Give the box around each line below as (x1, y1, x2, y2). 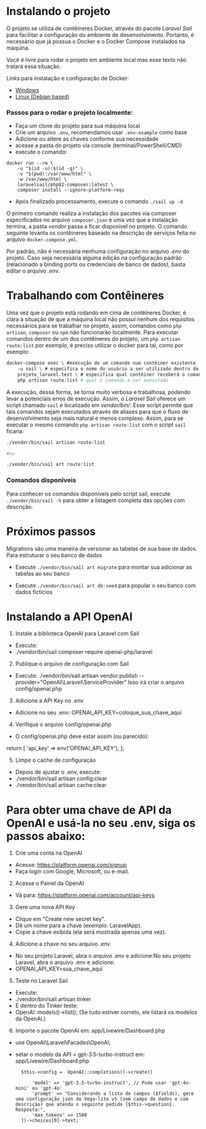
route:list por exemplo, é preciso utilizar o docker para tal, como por (6, 342, 184, 349)
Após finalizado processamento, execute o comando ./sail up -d (15, 198, 183, 205)
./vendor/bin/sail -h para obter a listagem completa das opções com (6, 496, 185, 504)
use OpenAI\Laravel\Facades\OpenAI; (15, 1039, 111, 1046)
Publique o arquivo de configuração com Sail (15, 660, 129, 667)
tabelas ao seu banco (15, 570, 70, 577)
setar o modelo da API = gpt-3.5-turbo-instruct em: (15, 1051, 145, 1058)
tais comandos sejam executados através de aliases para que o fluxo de (6, 408, 189, 415)
